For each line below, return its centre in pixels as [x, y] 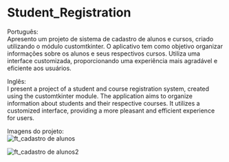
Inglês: [17, 81]
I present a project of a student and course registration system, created [108, 89]
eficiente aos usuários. [40, 68]
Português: [23, 32]
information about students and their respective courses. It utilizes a [104, 103]
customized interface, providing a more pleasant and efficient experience [111, 111]
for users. [21, 117]
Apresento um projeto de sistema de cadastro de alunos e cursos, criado [110, 38]
